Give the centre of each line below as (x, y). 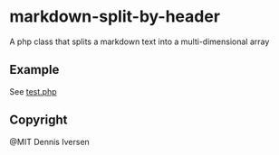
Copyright (38, 120)
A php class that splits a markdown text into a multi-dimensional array (139, 41)
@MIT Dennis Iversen (50, 141)
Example (34, 70)
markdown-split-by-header (115, 17)
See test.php (33, 91)
